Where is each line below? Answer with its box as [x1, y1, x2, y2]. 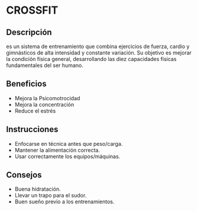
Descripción [6, 27, 52, 37]
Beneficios [6, 79, 47, 89]
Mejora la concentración [14, 101, 74, 108]
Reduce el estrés [14, 107, 56, 114]
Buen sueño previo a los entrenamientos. [14, 198, 115, 205]
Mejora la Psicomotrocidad [14, 94, 80, 101]
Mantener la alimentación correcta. [14, 146, 100, 154]
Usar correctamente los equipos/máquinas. [14, 152, 121, 160]
